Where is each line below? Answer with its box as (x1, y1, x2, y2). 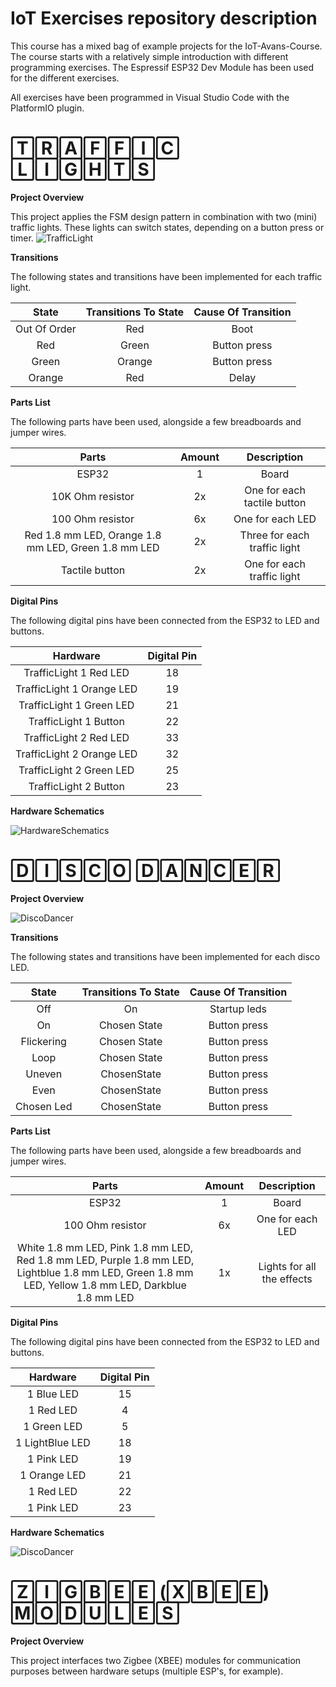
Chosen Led (15, 1099, 73, 1113)
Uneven (25, 1067, 63, 1081)
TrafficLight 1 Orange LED (15, 682, 138, 696)
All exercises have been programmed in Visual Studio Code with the (10, 91, 290, 103)
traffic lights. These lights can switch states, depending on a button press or (10, 221, 325, 233)
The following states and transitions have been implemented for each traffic (10, 270, 323, 282)
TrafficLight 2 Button (28, 779, 125, 793)
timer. (10, 232, 34, 244)
